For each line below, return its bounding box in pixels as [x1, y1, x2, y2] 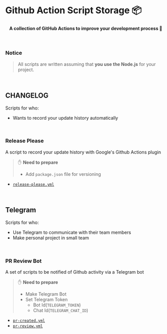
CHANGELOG [5, 91, 49, 100]
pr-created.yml [12, 318, 45, 323]
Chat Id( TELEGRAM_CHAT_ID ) [33, 307, 88, 313]
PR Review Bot [5, 257, 42, 264]
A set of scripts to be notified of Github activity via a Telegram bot [5, 269, 144, 275]
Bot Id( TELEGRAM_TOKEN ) [33, 302, 81, 308]
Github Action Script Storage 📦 [5, 5, 142, 16]
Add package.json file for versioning [25, 171, 101, 177]
